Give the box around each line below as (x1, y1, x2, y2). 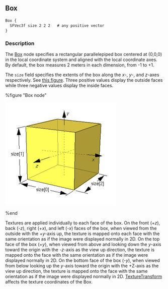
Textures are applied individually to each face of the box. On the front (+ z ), (5, 220, 160, 226)
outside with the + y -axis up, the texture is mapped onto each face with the (5, 230, 160, 237)
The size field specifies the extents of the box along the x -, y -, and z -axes (5, 72, 159, 78)
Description (5, 40, 35, 47)
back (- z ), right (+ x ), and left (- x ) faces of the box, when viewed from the (5, 225, 157, 232)
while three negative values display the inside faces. (5, 83, 114, 89)
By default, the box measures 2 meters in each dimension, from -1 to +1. (5, 62, 154, 68)
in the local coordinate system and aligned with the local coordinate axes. (5, 56, 157, 63)
